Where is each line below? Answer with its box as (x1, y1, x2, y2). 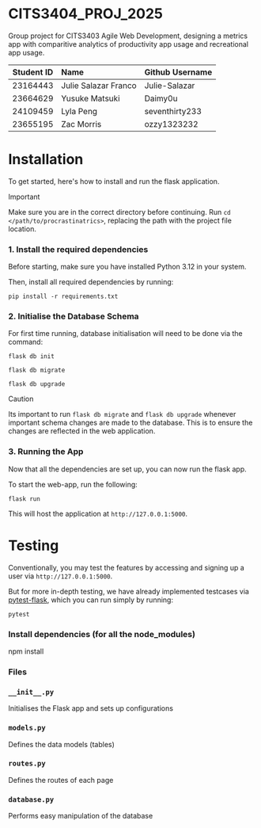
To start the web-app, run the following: (8, 479, 138, 489)
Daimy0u (144, 93, 178, 104)
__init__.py (8, 687, 55, 696)
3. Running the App (8, 446, 84, 457)
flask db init (8, 353, 55, 361)
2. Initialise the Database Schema (8, 311, 140, 322)
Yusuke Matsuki (61, 93, 120, 104)
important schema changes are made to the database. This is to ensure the (8, 418, 253, 428)
